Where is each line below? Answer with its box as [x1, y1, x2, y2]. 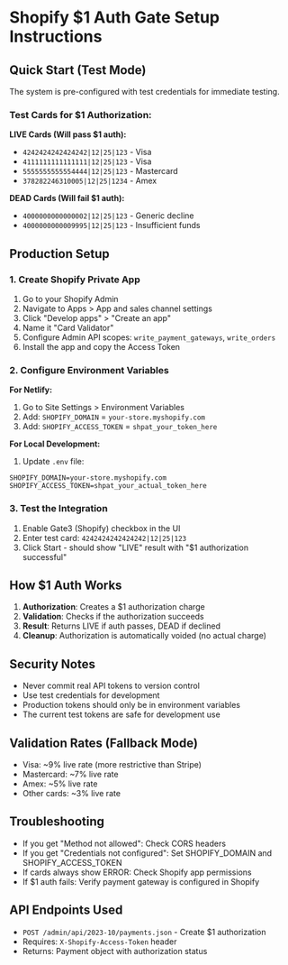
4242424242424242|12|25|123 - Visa [22, 147, 152, 158]
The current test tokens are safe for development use [22, 709, 220, 720]
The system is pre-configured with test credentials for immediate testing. [9, 87, 281, 96]
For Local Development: [9, 438, 101, 449]
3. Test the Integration [9, 502, 108, 515]
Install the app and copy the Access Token [22, 341, 181, 352]
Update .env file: [22, 456, 85, 467]
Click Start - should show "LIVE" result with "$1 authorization [22, 542, 249, 553]
